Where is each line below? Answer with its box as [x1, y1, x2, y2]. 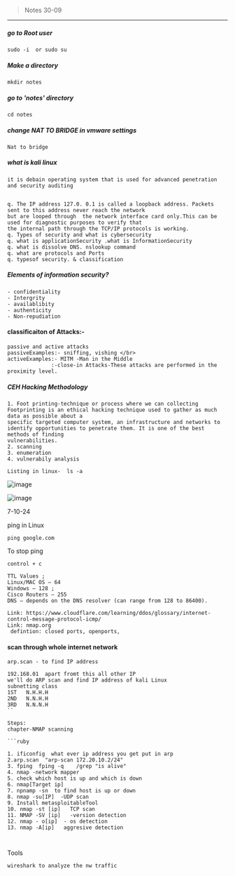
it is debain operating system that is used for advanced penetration [7, 175, 218, 183]
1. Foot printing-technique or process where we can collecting [7, 400, 199, 407]
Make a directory [7, 61, 58, 69]
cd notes [7, 111, 33, 118]
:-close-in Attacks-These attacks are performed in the [51, 361, 218, 369]
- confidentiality [7, 288, 61, 296]
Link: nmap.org [7, 621, 52, 629]
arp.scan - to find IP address [7, 658, 99, 665]
